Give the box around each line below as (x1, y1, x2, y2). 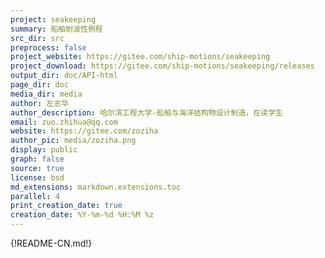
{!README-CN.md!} (10, 237, 93, 249)
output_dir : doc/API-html (10, 71, 118, 81)
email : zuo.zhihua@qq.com (10, 117, 118, 127)
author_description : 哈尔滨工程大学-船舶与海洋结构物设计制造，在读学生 (10, 107, 283, 118)
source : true (10, 163, 65, 173)
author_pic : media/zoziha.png (10, 136, 137, 146)
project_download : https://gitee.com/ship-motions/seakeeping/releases (10, 61, 315, 71)
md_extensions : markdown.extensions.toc (10, 182, 182, 192)
